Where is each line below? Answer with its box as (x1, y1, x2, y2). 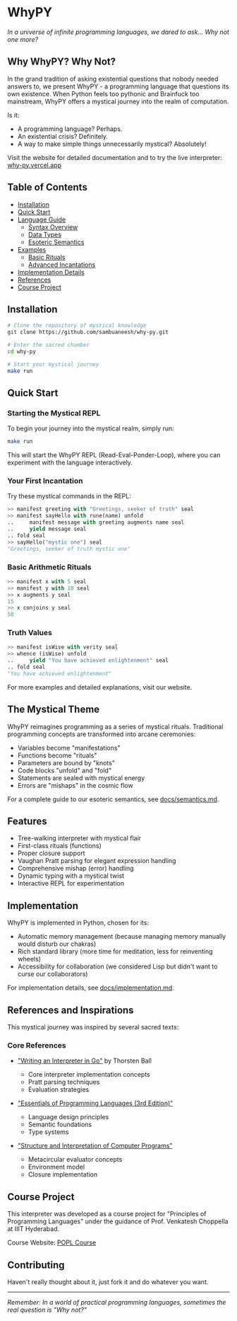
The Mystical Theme (7, 704, 100, 716)
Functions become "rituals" (17, 751, 97, 760)
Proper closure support (17, 849, 85, 857)
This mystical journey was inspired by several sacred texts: (7, 1023, 179, 1031)
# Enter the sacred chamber (7, 341, 90, 349)
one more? (7, 35, 39, 43)
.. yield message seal (7, 525, 87, 533)
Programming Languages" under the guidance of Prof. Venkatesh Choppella (7, 1217, 229, 1225)
